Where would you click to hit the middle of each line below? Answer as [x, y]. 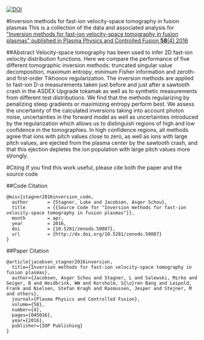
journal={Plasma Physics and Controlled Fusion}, [76, 299]
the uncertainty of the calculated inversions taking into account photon [95, 110]
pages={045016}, [32, 315]
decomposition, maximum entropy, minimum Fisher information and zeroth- [101, 72]
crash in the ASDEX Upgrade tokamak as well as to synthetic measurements [102, 91]
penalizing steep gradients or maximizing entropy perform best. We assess [100, 104]
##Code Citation [27, 186]
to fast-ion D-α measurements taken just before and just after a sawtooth [98, 85]
